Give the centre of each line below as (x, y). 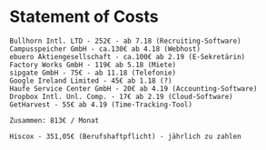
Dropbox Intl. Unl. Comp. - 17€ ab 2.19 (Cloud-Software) (121, 96)
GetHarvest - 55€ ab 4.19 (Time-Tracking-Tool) (101, 105)
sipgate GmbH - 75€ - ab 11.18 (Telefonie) (93, 73)
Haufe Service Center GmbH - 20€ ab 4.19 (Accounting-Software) (133, 88)
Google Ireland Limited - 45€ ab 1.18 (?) (91, 80)
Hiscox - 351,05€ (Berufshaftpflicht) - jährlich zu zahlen (126, 136)
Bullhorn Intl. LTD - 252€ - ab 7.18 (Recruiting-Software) (126, 41)
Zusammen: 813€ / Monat (54, 120)
